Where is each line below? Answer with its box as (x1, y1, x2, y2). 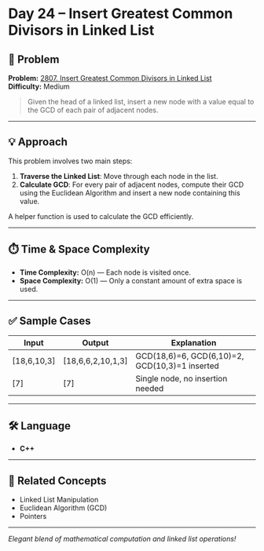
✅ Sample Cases (8, 315, 92, 328)
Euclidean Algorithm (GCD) (19, 503, 108, 513)
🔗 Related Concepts (8, 474, 107, 487)
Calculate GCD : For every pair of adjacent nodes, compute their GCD (19, 180, 244, 189)
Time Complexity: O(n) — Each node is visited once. (19, 268, 191, 277)
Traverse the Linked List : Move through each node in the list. (19, 171, 218, 181)
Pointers (19, 512, 47, 521)
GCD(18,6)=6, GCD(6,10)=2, (135, 351, 244, 362)
